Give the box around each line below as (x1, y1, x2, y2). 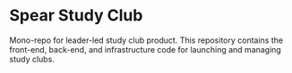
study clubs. (9, 53, 56, 64)
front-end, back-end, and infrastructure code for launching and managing (9, 44, 282, 54)
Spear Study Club (9, 5, 143, 26)
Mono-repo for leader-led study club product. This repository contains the (9, 35, 284, 45)
